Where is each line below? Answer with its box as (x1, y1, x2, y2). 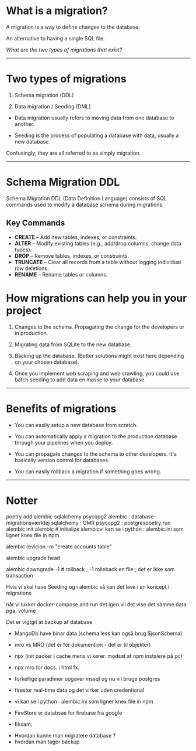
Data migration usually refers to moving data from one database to (14, 114, 174, 121)
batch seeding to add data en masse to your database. (14, 376, 146, 383)
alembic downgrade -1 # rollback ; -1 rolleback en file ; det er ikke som (6, 566, 175, 573)
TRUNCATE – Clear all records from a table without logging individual (14, 258, 181, 265)
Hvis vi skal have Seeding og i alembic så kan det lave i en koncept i (6, 583, 170, 590)
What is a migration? (6, 4, 108, 18)
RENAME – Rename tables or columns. (14, 271, 108, 278)
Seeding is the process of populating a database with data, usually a (14, 132, 179, 139)
